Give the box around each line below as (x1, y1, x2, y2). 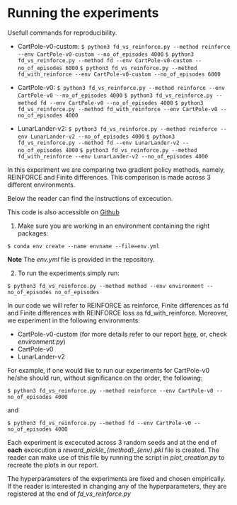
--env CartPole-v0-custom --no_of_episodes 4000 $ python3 (17, 51, 195, 58)
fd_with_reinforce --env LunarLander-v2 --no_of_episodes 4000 (17, 153, 209, 160)
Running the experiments (7, 5, 159, 21)
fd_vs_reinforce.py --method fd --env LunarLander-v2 (17, 139, 180, 146)
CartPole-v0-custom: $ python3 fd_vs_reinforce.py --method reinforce (17, 42, 231, 50)
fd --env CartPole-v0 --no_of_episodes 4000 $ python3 (40, 99, 204, 107)
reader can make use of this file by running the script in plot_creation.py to (7, 453, 225, 461)
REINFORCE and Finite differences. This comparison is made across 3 (7, 173, 211, 181)
